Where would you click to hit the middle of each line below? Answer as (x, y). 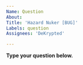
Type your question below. (40, 56)
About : (14, 17)
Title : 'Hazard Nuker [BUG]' (42, 22)
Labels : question (28, 28)
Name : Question (25, 12)
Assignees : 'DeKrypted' (36, 34)
